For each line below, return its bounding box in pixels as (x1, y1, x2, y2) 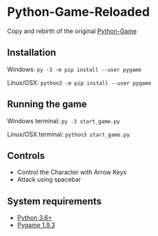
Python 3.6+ (16, 214, 53, 222)
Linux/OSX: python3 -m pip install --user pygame (7, 78, 152, 87)
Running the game (7, 98, 87, 110)
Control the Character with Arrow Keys (16, 168, 127, 176)
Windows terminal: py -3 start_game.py (7, 116, 120, 125)
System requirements (7, 195, 102, 207)
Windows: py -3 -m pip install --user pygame (7, 65, 142, 73)
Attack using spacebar (16, 175, 81, 184)
